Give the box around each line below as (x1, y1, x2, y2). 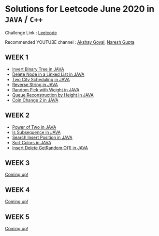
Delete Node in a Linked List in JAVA (12, 71, 85, 77)
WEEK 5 (5, 213, 30, 221)
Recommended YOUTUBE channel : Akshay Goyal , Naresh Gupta (5, 39, 134, 45)
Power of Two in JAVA (12, 124, 57, 130)
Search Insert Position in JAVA (12, 135, 72, 140)
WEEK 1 (5, 53, 29, 62)
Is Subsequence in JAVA (12, 129, 61, 135)
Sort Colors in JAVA (12, 139, 52, 145)
